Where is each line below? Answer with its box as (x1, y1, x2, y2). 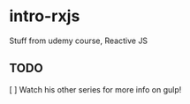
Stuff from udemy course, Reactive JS (9, 35, 148, 46)
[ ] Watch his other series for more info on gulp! (9, 84, 182, 94)
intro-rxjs (9, 6, 80, 26)
